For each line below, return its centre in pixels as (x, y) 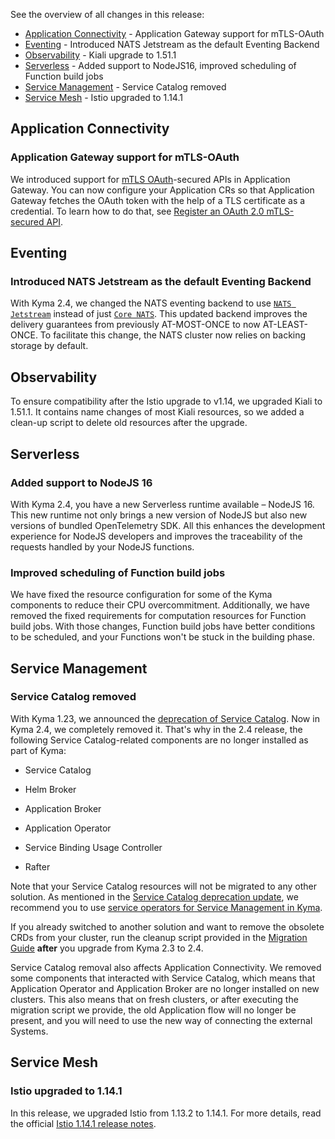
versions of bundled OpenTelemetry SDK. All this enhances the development (168, 525)
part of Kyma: (38, 750)
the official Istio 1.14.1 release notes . (83, 1123)
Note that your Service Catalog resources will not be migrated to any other (163, 886)
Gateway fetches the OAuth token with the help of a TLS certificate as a (158, 200)
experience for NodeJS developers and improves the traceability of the (156, 536)
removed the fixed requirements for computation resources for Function (158, 616)
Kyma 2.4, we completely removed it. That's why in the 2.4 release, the (156, 729)
